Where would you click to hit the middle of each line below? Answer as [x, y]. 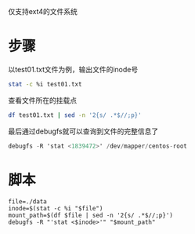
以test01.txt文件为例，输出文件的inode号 [73, 69]
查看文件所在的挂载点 [42, 100]
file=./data [27, 201]
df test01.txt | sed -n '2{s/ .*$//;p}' [75, 115]
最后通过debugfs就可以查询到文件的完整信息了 [83, 131]
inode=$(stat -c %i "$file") [56, 208]
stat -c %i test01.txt [45, 84]
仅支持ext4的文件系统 [43, 11]
